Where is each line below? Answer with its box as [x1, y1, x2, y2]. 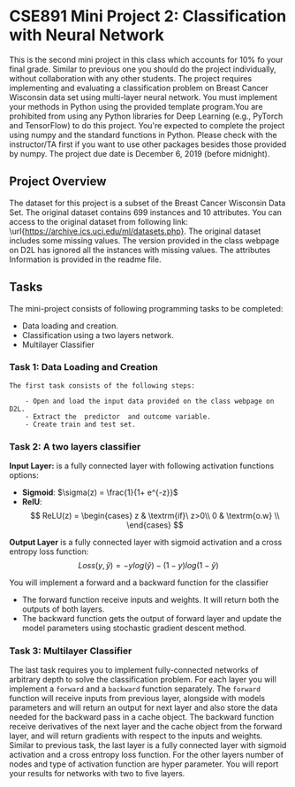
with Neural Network [9, 25, 165, 45]
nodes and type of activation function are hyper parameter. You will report [9, 759, 279, 769]
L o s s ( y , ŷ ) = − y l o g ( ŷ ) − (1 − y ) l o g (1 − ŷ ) [78, 560, 219, 571]
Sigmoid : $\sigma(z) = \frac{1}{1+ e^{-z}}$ [21, 487, 178, 498]
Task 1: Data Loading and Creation [9, 361, 159, 374]
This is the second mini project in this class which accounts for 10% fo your [9, 54, 284, 65]
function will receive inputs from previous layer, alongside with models [9, 693, 266, 704]
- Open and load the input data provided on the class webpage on [25, 397, 275, 405]
